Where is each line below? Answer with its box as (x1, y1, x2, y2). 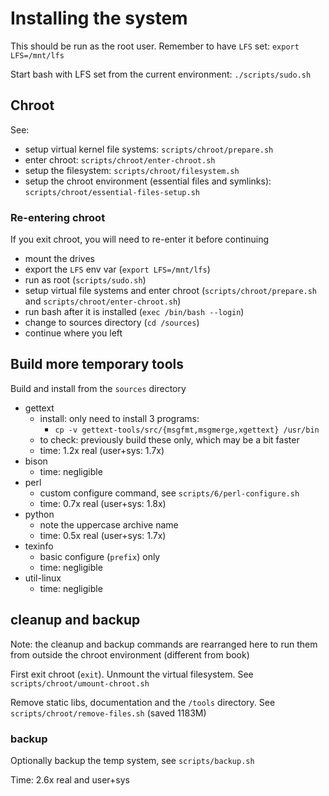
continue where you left (24, 327, 123, 339)
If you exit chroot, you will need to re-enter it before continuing (10, 233, 270, 246)
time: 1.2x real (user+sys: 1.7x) (39, 444, 165, 456)
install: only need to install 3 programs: (39, 412, 200, 424)
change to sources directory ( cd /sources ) (24, 317, 200, 329)
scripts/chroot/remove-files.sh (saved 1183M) (10, 707, 207, 719)
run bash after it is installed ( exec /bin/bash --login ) (24, 306, 245, 318)
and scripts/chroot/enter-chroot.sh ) (24, 295, 182, 307)
